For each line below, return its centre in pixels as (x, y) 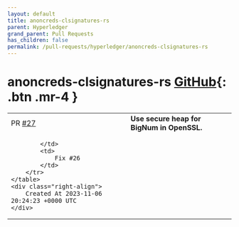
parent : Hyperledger (38, 27)
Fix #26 (67, 158)
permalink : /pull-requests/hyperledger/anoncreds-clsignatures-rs (108, 47)
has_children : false (38, 40)
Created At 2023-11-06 (64, 193)
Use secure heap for (166, 118)
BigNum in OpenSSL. (166, 127)
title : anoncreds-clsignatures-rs (59, 21)
